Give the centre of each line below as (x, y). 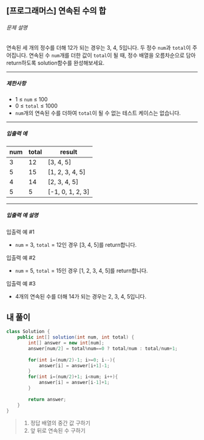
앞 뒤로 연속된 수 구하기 (58, 431)
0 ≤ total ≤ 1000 (36, 106)
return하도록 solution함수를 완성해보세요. (56, 63)
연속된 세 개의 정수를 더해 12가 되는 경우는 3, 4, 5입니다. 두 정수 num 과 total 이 (99, 47)
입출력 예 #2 (21, 258)
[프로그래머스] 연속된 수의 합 (56, 11)
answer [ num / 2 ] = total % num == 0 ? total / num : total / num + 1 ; (103, 348)
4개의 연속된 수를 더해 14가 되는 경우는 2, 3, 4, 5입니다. (81, 296)
